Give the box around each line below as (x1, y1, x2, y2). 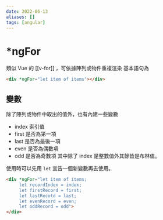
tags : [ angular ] (6, 19, 45, 25)
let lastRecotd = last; (19, 192, 77, 199)
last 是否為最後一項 (14, 138, 61, 145)
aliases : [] (6, 14, 35, 20)
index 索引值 (14, 123, 45, 130)
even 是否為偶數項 (14, 145, 59, 152)
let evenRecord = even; (19, 198, 77, 204)
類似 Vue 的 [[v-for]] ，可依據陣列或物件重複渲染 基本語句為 (6, 65, 150, 72)
